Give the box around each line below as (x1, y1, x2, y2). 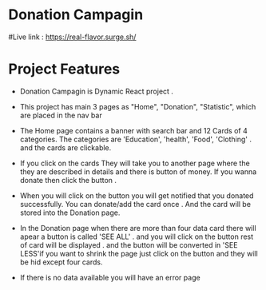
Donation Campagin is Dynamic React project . (19, 86, 174, 96)
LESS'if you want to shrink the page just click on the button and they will (19, 248, 258, 258)
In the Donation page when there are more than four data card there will (19, 223, 257, 232)
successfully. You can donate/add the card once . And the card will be (19, 199, 252, 209)
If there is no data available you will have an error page (19, 272, 201, 282)
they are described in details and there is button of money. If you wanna (19, 166, 257, 177)
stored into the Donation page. (19, 208, 121, 217)
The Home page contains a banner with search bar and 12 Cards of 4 (19, 125, 248, 135)
